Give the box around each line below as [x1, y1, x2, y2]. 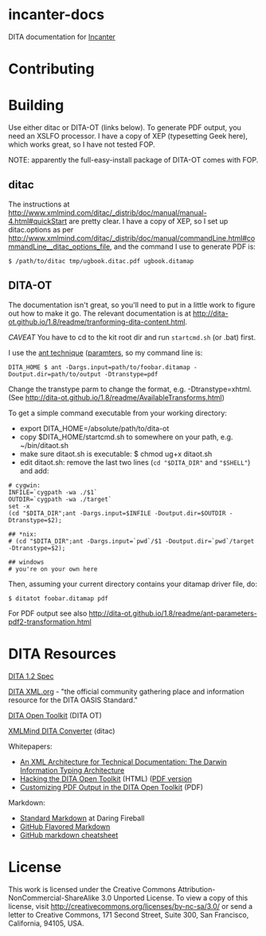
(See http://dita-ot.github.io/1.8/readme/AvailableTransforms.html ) [8, 392, 225, 402]
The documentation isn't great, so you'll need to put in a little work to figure [8, 300, 256, 309]
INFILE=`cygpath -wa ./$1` [8, 488, 98, 496]
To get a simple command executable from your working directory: [8, 408, 227, 418]
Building [8, 96, 65, 115]
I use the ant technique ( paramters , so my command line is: [8, 348, 203, 357]
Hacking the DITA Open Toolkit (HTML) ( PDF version [19, 773, 193, 783]
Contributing [8, 60, 95, 78]
